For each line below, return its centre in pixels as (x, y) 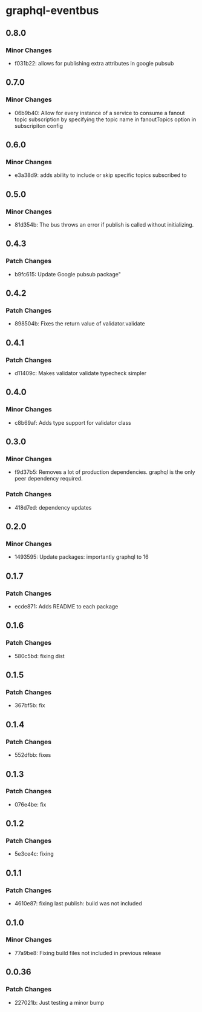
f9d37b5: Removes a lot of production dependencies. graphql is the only (105, 472)
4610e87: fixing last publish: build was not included (78, 904)
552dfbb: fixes (33, 755)
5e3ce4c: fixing (34, 854)
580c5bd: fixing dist (39, 656)
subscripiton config (39, 125)
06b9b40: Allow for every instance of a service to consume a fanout (99, 113)
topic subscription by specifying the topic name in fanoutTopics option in (105, 119)
